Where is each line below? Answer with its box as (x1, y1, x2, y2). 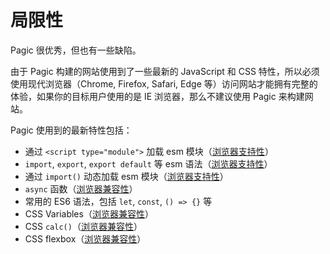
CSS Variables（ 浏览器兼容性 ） (24, 207, 154, 220)
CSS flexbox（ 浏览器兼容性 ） (24, 232, 147, 245)
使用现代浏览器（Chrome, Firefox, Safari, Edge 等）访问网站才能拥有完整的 (10, 77, 318, 90)
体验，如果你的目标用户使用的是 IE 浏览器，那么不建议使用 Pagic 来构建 (10, 90, 305, 102)
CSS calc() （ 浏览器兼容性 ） (24, 220, 143, 232)
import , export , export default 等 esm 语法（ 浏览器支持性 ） (24, 157, 273, 170)
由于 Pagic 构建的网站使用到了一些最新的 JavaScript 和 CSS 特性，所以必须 (10, 65, 320, 77)
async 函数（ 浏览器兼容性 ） (24, 182, 138, 195)
